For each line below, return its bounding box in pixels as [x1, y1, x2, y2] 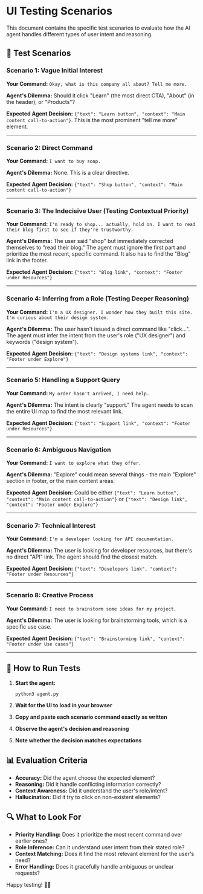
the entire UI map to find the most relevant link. [6, 407, 123, 415]
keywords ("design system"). [6, 338, 79, 345]
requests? [14, 869, 40, 877]
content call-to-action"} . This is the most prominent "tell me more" [6, 116, 178, 123]
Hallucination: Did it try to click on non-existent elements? [14, 794, 161, 801]
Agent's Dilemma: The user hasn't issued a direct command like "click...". [6, 325, 190, 332]
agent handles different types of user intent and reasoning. [6, 30, 153, 37]
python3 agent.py [14, 691, 59, 697]
